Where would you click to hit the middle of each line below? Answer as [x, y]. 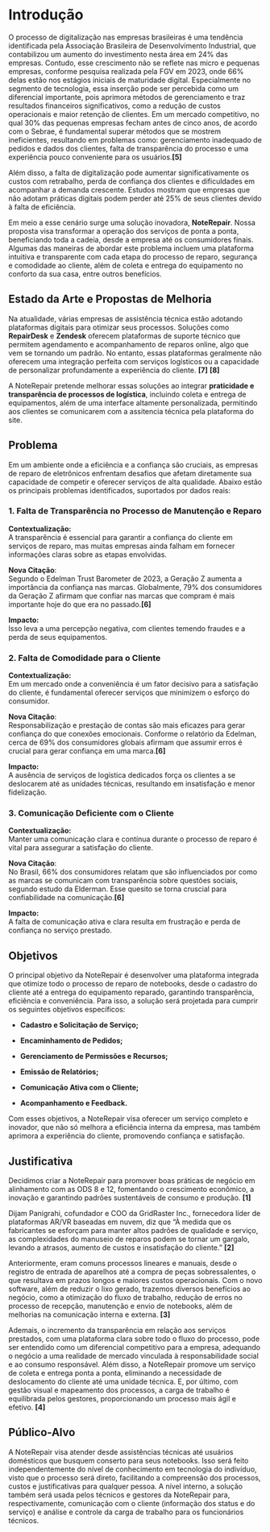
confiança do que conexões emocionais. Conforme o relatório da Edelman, [133, 734]
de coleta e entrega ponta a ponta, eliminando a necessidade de [115, 1373]
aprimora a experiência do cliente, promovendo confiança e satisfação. [127, 1136]
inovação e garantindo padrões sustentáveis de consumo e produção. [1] [130, 1198]
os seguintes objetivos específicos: [67, 1010]
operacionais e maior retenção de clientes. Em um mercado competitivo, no [134, 114]
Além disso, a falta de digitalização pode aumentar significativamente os [129, 172]
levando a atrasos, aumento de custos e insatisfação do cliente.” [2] [121, 1248]
